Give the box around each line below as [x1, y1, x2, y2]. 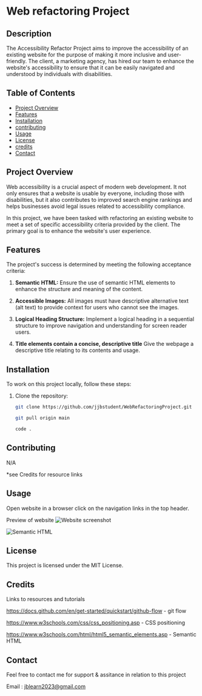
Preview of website [6, 516, 55, 523]
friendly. [6, 58, 27, 64]
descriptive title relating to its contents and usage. [15, 346, 141, 354]
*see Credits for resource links [6, 470, 83, 478]
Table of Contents [6, 88, 76, 98]
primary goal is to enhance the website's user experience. [6, 227, 152, 235]
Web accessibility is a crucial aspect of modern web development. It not [6, 183, 187, 190]
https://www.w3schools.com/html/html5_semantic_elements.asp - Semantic [6, 631, 197, 638]
